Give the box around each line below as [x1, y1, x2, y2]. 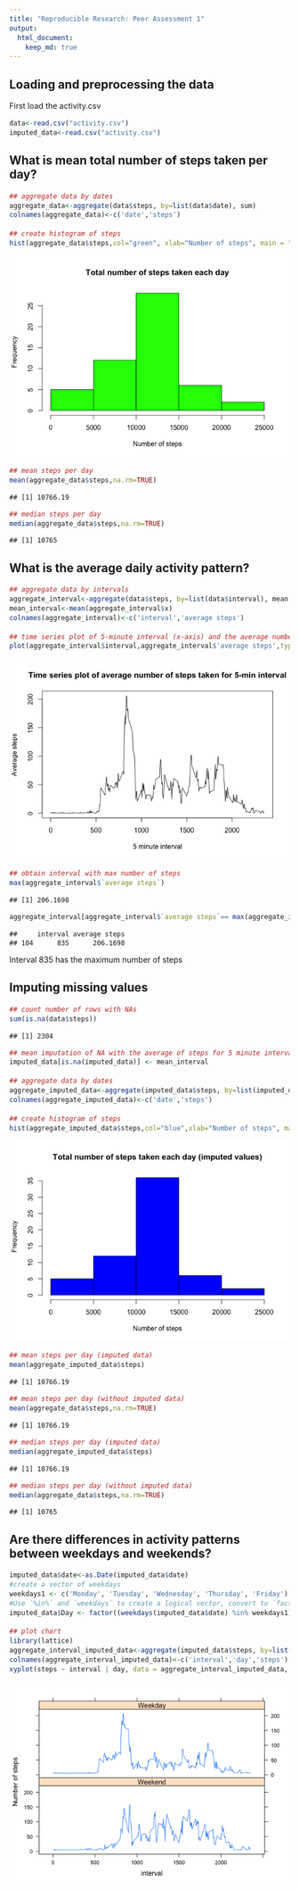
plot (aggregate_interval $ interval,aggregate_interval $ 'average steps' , [9, 642, 280, 651]
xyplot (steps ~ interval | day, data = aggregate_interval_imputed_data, [9, 1664, 289, 1673]
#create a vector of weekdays [9, 1580, 122, 1589]
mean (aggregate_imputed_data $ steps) [9, 1361, 145, 1370]
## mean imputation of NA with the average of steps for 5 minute [9, 1049, 261, 1057]
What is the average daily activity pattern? [9, 560, 250, 576]
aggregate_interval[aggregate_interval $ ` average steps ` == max [9, 913, 245, 922]
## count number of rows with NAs [9, 1005, 138, 1014]
